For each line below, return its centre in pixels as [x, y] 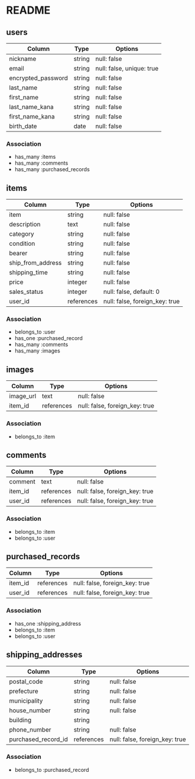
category [22, 234]
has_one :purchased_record [48, 338]
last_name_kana [32, 107]
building [20, 720]
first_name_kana [32, 116]
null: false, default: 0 [131, 292]
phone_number [30, 729]
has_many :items [35, 157]
